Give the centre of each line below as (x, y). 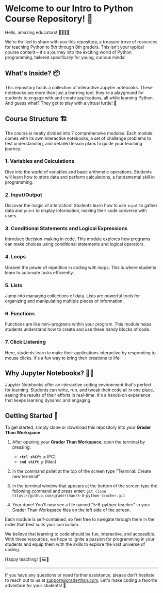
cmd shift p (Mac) (38, 462)
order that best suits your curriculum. (42, 525)
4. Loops (16, 257)
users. (11, 216)
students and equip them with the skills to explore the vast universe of (75, 544)
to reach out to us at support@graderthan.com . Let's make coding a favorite (81, 580)
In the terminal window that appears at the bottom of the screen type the (85, 486)
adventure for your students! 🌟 (36, 586)
